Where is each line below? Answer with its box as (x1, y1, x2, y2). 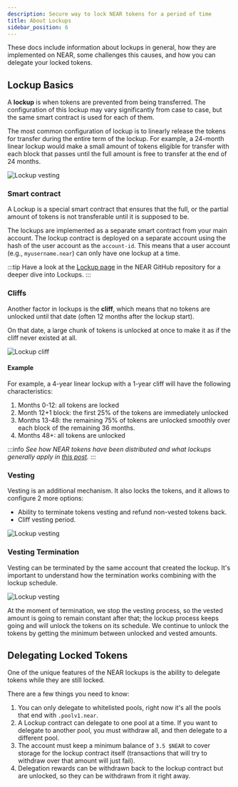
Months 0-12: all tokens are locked (17, 401, 120, 409)
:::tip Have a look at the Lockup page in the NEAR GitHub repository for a (7, 263, 221, 272)
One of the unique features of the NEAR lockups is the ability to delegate (7, 668, 221, 677)
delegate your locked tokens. (7, 58, 93, 67)
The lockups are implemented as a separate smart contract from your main (7, 226, 227, 235)
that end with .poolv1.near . (17, 711, 98, 720)
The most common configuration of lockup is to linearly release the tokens (7, 127, 226, 135)
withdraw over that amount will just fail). (17, 756, 135, 765)
